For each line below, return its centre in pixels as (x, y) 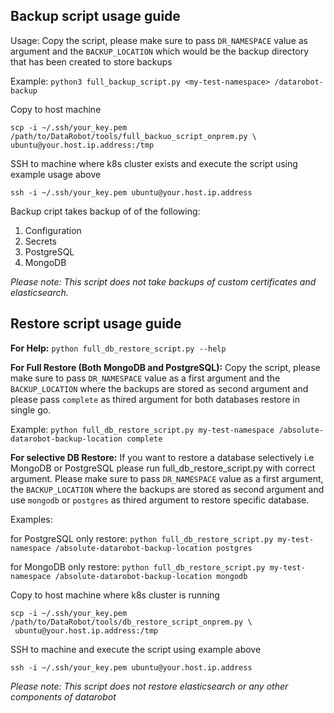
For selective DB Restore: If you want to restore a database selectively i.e (162, 457)
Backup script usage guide (95, 16)
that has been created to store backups (91, 61)
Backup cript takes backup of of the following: (105, 211)
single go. (31, 410)
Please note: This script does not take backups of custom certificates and (163, 281)
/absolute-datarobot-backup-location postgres (153, 548)
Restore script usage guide (96, 324)
